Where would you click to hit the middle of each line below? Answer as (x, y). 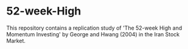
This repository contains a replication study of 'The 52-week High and (94, 28)
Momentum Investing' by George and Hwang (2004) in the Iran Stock (93, 34)
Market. (16, 41)
